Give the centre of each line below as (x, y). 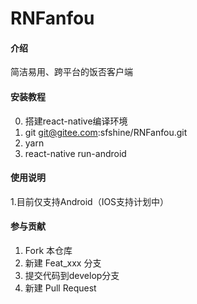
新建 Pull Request (60, 288)
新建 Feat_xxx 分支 (63, 263)
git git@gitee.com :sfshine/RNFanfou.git (106, 132)
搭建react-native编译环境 (76, 121)
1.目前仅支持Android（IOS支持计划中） (90, 201)
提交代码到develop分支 (72, 275)
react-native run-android (75, 153)
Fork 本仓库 (48, 250)
